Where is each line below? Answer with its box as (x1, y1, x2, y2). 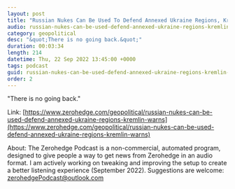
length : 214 (7, 50, 42, 57)
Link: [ (7, 108, 26, 116)
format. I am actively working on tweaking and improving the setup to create (7, 159, 227, 167)
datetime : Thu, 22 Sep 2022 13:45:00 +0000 (7, 56, 136, 63)
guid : (7, 69, 23, 76)
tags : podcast (7, 62, 49, 69)
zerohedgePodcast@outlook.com (7, 174, 104, 182)
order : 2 (7, 75, 33, 83)
